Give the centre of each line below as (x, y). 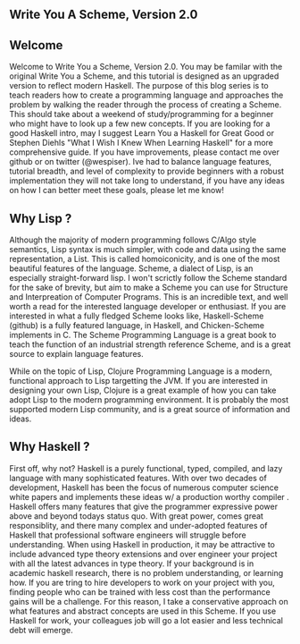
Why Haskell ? (50, 447)
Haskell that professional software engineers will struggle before (128, 535)
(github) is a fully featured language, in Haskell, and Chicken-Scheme (137, 326)
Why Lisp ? (41, 218)
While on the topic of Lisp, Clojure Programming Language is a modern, (141, 371)
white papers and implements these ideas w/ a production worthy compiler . (150, 496)
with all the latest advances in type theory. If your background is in (132, 563)
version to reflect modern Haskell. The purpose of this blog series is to (139, 86)
